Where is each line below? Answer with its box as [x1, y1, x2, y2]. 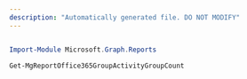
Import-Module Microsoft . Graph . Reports [9, 45, 157, 54]
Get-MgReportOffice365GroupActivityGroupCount [9, 61, 185, 70]
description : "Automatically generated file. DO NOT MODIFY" [9, 12, 241, 22]
